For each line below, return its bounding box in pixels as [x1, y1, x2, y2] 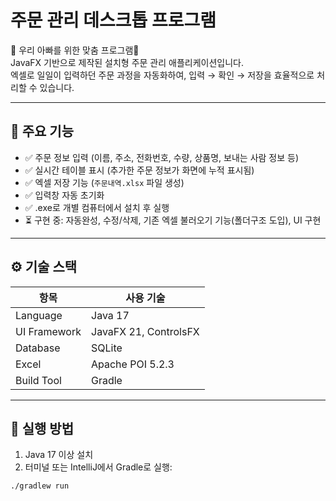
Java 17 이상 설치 [24, 449, 94, 461]
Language [15, 308, 63, 322]
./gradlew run [10, 481, 70, 491]
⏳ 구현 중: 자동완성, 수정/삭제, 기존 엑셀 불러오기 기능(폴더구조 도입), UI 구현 [24, 214, 322, 226]
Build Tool [15, 373, 62, 387]
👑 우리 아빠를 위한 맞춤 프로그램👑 [10, 44, 140, 56]
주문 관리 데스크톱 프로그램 [10, 9, 217, 32]
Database [15, 341, 61, 355]
